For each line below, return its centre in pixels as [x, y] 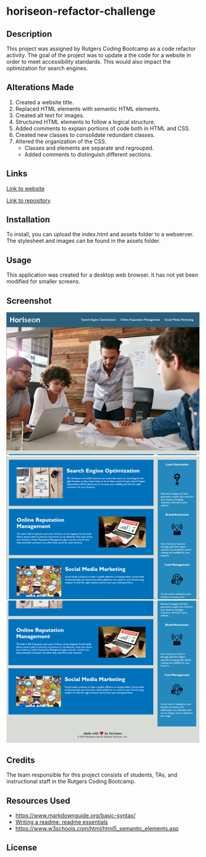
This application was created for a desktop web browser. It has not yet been [102, 275]
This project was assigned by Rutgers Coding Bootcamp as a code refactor [101, 48]
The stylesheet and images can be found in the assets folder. [83, 241]
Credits [21, 760]
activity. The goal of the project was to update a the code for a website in [99, 55]
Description [29, 34]
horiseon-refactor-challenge [81, 11]
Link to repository [29, 200]
